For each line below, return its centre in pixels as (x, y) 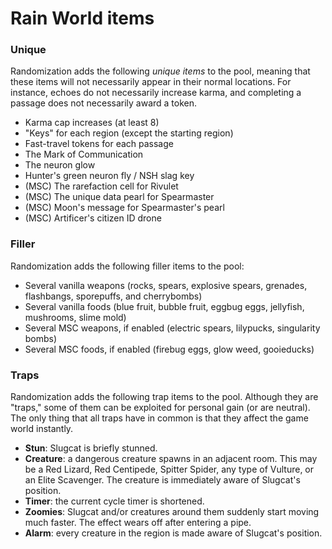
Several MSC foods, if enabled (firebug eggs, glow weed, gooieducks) (169, 349)
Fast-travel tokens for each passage (99, 144)
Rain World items (82, 18)
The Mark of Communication (84, 154)
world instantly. (42, 429)
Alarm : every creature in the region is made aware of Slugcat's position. (173, 533)
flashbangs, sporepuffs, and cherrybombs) (113, 296)
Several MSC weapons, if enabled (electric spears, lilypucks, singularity (172, 328)
